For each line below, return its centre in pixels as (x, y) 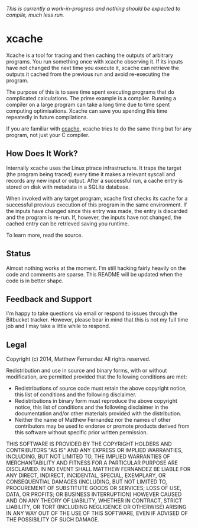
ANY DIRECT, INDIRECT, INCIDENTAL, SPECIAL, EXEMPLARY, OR (86, 475)
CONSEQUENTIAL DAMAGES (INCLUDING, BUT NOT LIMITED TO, (87, 482)
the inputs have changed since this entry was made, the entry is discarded (97, 211)
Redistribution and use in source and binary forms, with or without (87, 371)
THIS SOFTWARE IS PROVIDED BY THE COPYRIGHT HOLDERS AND (89, 444)
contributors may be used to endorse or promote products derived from (102, 426)
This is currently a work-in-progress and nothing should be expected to (93, 9)
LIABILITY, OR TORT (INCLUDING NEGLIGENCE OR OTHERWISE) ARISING (97, 507)
